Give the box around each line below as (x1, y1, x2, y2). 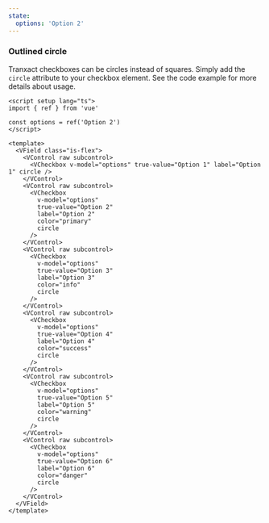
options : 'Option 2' (15, 19, 85, 27)
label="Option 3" (37, 274, 95, 282)
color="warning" (37, 408, 92, 416)
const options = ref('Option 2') (8, 118, 121, 126)
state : (8, 11, 31, 20)
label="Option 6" (37, 464, 95, 472)
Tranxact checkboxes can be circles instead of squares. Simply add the (8, 64, 246, 73)
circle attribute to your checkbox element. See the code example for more (8, 73, 257, 82)
